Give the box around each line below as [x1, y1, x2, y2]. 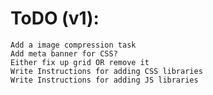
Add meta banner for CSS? [10, 48, 118, 59]
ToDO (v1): [10, 7, 100, 30]
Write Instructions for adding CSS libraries [10, 66, 203, 76]
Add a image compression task [10, 40, 137, 50]
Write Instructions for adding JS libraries [10, 75, 199, 85]
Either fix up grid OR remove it [10, 57, 150, 67]
